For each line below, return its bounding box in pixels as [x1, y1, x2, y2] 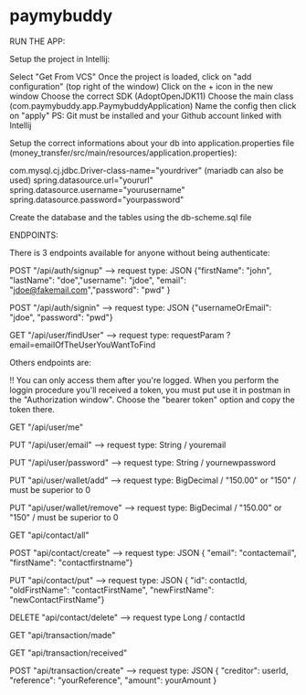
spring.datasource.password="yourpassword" [9, 194, 185, 205]
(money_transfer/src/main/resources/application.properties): [9, 147, 237, 158]
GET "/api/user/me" [9, 422, 84, 433]
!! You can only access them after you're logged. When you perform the [9, 374, 280, 385]
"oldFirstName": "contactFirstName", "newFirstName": [9, 584, 215, 595]
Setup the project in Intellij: [9, 53, 111, 64]
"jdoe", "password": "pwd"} [9, 312, 113, 323]
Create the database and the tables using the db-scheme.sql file [9, 211, 252, 222]
